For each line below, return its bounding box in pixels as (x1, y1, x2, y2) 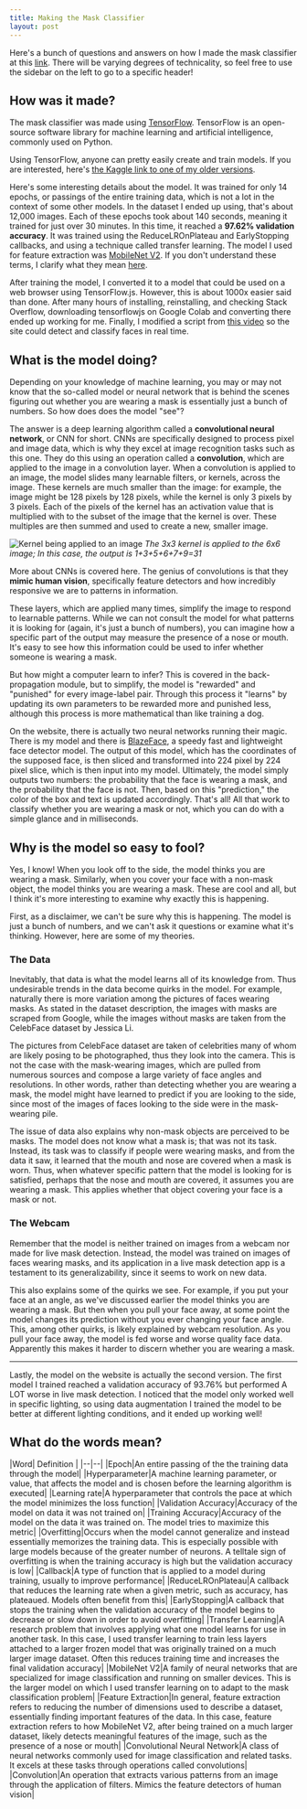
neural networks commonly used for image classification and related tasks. (9, 1750, 292, 1761)
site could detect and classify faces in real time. (9, 326, 189, 337)
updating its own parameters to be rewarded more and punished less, (9, 699, 272, 710)
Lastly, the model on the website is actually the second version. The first (9, 1369, 282, 1380)
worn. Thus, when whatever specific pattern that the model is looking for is (9, 1165, 292, 1176)
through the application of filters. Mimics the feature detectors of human (9, 1780, 281, 1791)
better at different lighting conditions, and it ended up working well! (9, 1408, 263, 1418)
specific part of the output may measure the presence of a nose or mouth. (9, 632, 290, 643)
